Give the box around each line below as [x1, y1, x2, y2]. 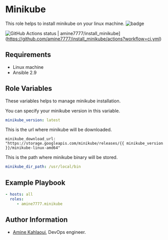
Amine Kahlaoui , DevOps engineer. [12, 229, 86, 235]
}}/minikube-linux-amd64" [5, 145, 60, 151]
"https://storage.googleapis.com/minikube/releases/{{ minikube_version [5, 141, 163, 146]
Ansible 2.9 [12, 69, 37, 75]
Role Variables [5, 84, 52, 93]
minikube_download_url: [5, 137, 56, 142]
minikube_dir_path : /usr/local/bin [5, 164, 81, 169]
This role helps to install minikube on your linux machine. [5, 20, 125, 26]
